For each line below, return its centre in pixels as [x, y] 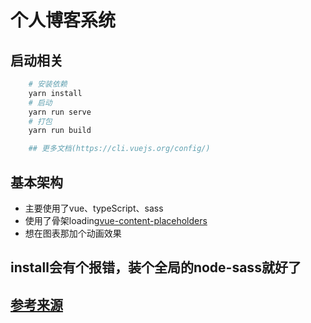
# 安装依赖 [48, 84]
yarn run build [60, 131]
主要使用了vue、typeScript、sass [94, 208]
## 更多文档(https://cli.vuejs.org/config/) [119, 149]
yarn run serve [60, 112]
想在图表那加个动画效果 [73, 233]
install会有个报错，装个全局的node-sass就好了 [156, 267]
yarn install [55, 93]
